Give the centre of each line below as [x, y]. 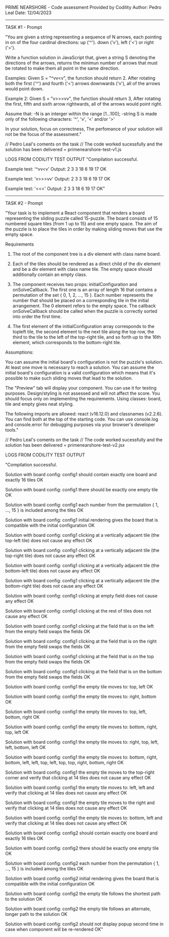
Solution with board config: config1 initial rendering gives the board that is [82, 520]
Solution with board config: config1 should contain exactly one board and [81, 474]
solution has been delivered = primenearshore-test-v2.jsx [65, 445]
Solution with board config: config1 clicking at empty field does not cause [81, 596]
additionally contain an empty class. [50, 274]
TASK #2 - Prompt [24, 203]
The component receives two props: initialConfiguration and [75, 284]
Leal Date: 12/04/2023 [28, 13]
